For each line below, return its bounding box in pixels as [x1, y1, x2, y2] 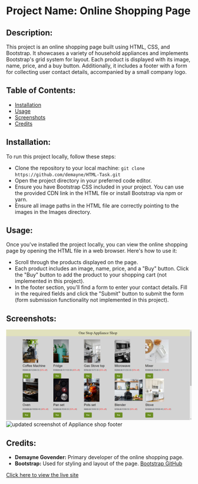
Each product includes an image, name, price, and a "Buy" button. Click [14, 265, 189, 272]
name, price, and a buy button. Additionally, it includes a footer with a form [6, 62, 187, 69]
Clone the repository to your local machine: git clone [14, 164, 146, 171]
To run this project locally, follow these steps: [6, 152, 116, 160]
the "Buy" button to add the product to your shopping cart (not [14, 271, 167, 278]
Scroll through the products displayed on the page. [14, 259, 138, 266]
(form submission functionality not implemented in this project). [14, 297, 169, 304]
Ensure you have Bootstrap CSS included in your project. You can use [14, 183, 184, 190]
